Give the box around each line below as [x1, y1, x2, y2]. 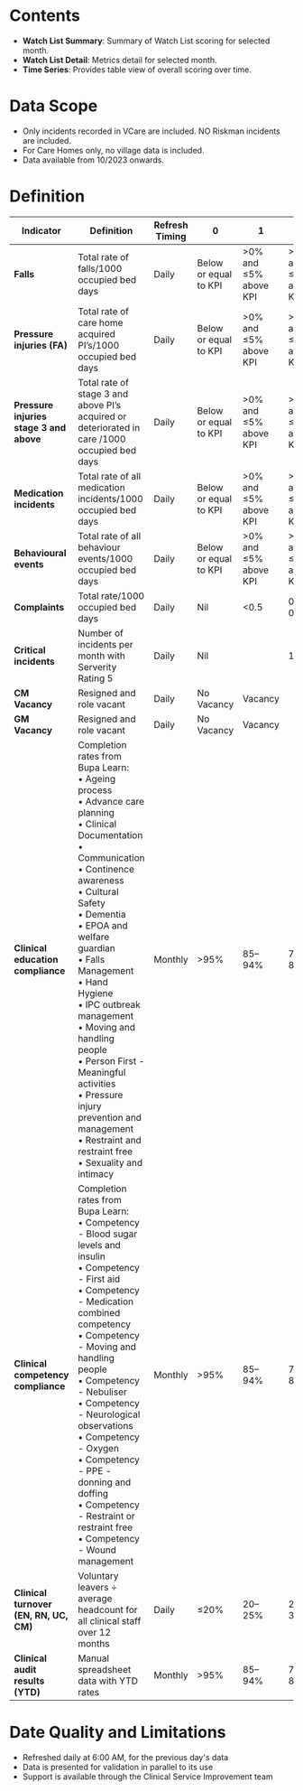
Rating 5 [78, 672, 114, 685]
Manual [78, 1652, 110, 1665]
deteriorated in [78, 421, 141, 434]
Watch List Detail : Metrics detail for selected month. [22, 54, 218, 65]
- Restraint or [78, 1509, 135, 1522]
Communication [78, 851, 145, 863]
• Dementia [78, 908, 126, 920]
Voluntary [78, 1569, 119, 1581]
